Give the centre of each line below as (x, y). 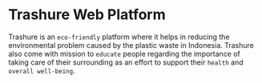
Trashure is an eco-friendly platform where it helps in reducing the (119, 37)
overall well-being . (42, 70)
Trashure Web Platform (87, 15)
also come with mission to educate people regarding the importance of (124, 53)
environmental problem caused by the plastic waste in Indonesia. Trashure (131, 45)
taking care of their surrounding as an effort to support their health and (126, 62)
